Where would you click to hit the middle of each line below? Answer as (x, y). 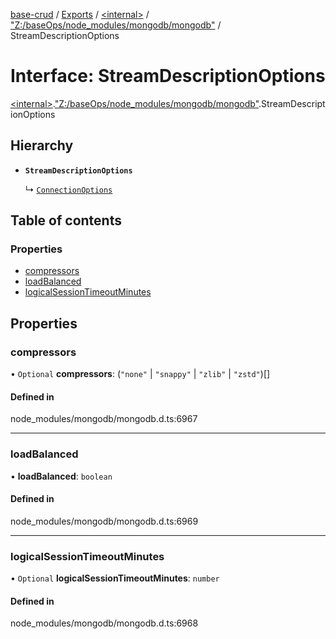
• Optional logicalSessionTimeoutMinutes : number (115, 578)
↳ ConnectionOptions (68, 189)
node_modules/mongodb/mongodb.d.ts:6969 (104, 521)
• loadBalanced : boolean (61, 476)
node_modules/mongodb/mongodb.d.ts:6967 (104, 419)
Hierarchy (42, 145)
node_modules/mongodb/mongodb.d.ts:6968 (104, 623)
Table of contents (66, 220)
